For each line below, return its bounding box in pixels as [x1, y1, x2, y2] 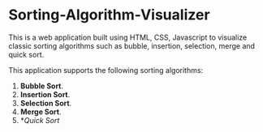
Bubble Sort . [19, 81, 63, 91]
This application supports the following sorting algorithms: [8, 65, 204, 75]
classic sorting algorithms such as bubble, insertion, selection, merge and [8, 40, 256, 50]
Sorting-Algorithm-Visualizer [8, 6, 210, 24]
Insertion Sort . [19, 89, 71, 99]
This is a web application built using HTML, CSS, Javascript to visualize [8, 32, 248, 42]
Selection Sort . [19, 98, 72, 108]
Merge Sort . [19, 107, 62, 117]
